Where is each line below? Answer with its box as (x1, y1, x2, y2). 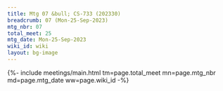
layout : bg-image (7, 50, 58, 57)
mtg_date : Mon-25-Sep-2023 (7, 36, 87, 43)
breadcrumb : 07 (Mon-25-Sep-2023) (7, 17, 109, 24)
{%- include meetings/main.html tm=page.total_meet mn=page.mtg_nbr (7, 68, 216, 77)
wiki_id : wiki (7, 43, 49, 50)
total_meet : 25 (7, 29, 52, 37)
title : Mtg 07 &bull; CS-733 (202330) (7, 10, 121, 17)
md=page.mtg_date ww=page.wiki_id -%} (7, 76, 129, 84)
